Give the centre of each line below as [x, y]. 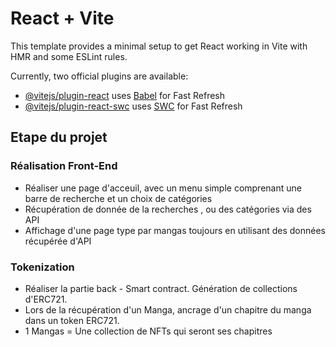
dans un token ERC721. [72, 320]
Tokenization [42, 267]
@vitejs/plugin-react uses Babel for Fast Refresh [125, 95]
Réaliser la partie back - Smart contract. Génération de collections [161, 288]
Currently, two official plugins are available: [99, 76]
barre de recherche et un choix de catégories [118, 198]
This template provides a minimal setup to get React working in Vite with [159, 46]
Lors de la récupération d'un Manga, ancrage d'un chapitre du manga [168, 309]
